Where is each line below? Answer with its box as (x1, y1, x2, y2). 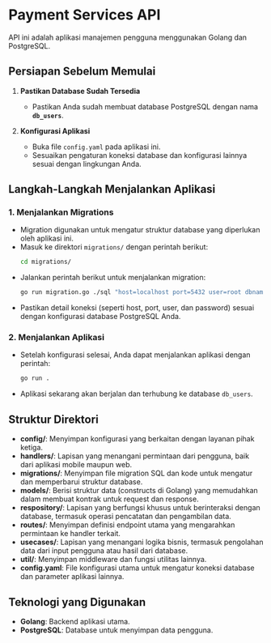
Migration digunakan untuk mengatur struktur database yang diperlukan (19, 225, 260, 235)
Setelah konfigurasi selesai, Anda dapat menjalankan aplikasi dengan (19, 350, 251, 360)
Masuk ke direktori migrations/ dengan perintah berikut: (19, 242, 209, 252)
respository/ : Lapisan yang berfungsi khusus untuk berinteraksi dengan (19, 503, 260, 513)
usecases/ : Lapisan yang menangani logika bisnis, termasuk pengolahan (19, 537, 264, 547)
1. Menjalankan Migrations (8, 207, 114, 218)
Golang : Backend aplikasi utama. (19, 616, 131, 626)
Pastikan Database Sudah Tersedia (19, 86, 141, 96)
